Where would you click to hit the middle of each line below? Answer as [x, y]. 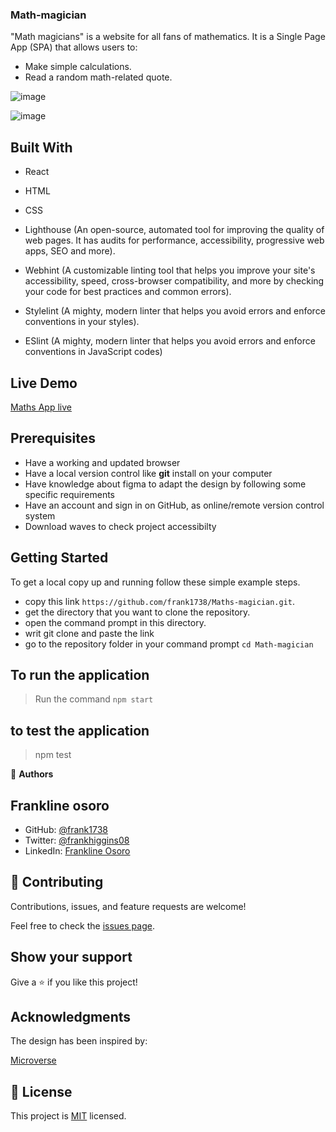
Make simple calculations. [78, 67]
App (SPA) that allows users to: [74, 47]
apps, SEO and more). [70, 251]
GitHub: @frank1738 [66, 829]
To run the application [80, 674]
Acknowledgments [71, 1017]
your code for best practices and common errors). [128, 292]
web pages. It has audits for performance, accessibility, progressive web [174, 240]
